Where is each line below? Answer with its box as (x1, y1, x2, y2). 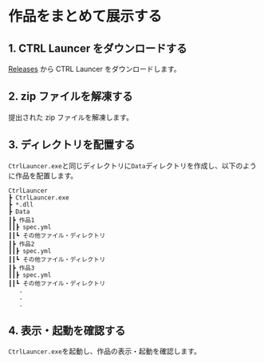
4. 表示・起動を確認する (8, 324, 126, 337)
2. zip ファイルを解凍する (8, 89, 133, 104)
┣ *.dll (8, 200, 34, 208)
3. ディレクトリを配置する (8, 138, 136, 152)
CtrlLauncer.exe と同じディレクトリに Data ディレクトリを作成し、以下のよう (8, 160, 258, 170)
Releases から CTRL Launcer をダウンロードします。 (8, 65, 181, 73)
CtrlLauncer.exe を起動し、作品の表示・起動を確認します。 (8, 346, 201, 356)
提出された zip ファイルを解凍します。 (8, 112, 134, 122)
